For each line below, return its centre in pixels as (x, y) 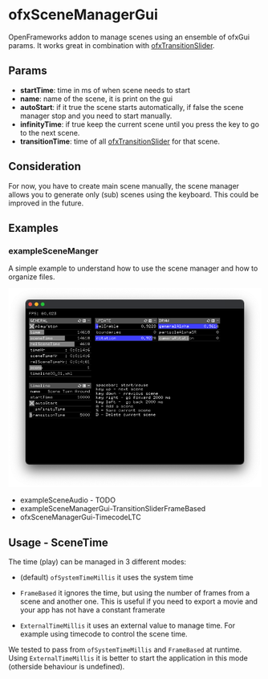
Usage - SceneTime (58, 542)
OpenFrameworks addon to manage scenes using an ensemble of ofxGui (129, 37)
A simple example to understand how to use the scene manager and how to (133, 268)
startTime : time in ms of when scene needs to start (105, 90)
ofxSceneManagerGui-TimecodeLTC (81, 517)
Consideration (45, 167)
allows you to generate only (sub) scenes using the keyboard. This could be (134, 194)
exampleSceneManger (53, 250)
